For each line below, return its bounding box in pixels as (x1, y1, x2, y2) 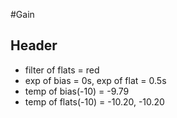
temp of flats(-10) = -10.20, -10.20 (24, 95, 165, 108)
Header (10, 37, 58, 54)
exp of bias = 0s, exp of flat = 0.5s (24, 74, 167, 86)
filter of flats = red (24, 64, 100, 76)
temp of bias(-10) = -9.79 (24, 85, 130, 97)
